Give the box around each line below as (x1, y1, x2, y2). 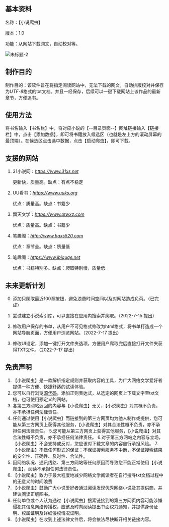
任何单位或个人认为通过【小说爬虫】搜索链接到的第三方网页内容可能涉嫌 (12, 497, 162, 503)
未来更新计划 (5, 281, 45, 290)
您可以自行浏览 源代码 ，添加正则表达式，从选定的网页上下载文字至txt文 (12, 390, 159, 396)
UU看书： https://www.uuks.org (12, 190, 78, 196)
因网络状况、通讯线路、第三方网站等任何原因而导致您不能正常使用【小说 (12, 459, 162, 465)
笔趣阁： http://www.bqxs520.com (12, 233, 83, 239)
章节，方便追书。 (5, 94, 41, 101)
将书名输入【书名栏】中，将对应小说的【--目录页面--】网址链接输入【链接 (5, 125, 159, 131)
